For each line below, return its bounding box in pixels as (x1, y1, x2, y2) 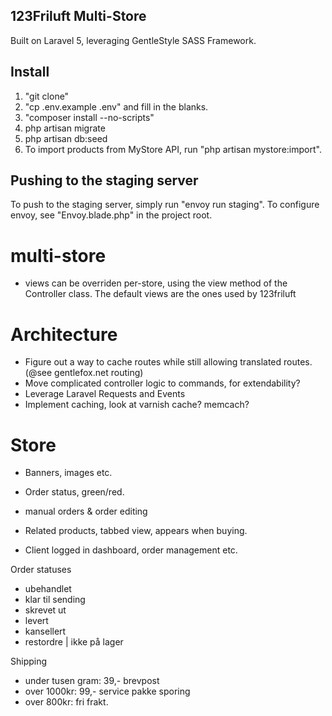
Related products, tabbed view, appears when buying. (24, 525, 248, 537)
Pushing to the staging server (10, 172, 199, 189)
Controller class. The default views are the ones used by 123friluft (24, 288, 297, 300)
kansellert (24, 625, 67, 638)
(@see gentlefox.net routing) (24, 367, 144, 379)
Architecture (10, 323, 118, 346)
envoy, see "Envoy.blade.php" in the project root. (10, 209, 213, 221)
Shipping (10, 655, 48, 668)
